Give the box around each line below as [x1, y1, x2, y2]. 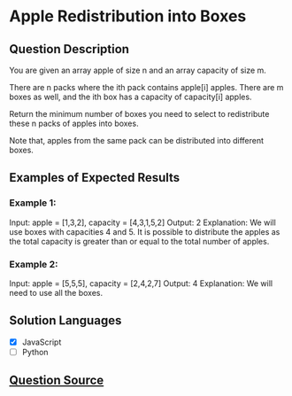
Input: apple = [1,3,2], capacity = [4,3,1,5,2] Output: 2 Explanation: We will [9, 217, 276, 228]
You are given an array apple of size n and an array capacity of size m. [9, 65, 267, 75]
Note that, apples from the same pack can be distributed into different [9, 136, 264, 145]
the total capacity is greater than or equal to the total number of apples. [9, 236, 270, 246]
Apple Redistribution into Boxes [9, 6, 247, 27]
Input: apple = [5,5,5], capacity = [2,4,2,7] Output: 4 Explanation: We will [9, 277, 273, 289]
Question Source [9, 373, 104, 388]
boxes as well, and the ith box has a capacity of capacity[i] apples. [9, 91, 252, 102]
